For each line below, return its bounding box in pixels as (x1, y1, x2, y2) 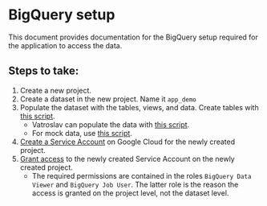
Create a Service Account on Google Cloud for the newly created (19, 137, 235, 146)
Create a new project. (19, 85, 92, 95)
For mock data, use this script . (31, 128, 132, 138)
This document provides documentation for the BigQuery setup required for (8, 32, 258, 42)
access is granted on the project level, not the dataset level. (31, 187, 229, 198)
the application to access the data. (8, 40, 123, 50)
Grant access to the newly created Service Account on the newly (19, 154, 235, 163)
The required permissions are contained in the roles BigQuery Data (31, 171, 252, 180)
